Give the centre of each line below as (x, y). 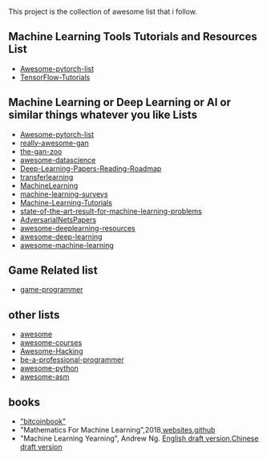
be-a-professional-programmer (72, 359)
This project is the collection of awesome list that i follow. (103, 12)
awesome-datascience (58, 160)
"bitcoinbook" (43, 421)
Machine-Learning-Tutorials (66, 202)
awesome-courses (51, 343)
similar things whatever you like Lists (103, 115)
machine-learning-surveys (64, 194)
